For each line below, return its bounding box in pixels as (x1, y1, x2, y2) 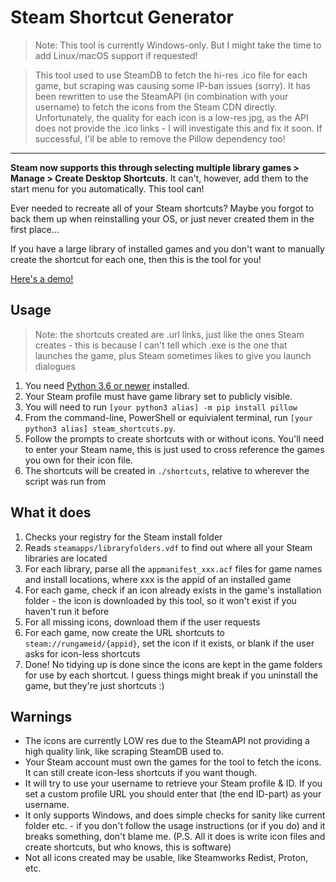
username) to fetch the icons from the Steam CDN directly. (34, 101, 278, 113)
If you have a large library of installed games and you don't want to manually (10, 242, 325, 255)
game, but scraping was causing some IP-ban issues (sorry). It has (34, 79, 311, 91)
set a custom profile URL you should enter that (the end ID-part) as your (24, 788, 322, 800)
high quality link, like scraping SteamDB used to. (24, 746, 224, 758)
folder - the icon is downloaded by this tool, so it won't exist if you (24, 594, 297, 606)
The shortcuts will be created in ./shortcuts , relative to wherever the (24, 464, 310, 476)
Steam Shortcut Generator (10, 6, 234, 29)
